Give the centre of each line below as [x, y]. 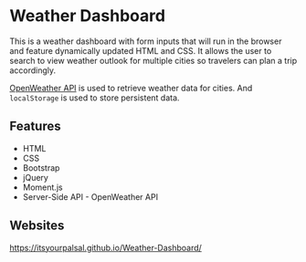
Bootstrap [41, 168]
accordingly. [33, 70]
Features [35, 126]
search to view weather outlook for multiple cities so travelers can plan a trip [153, 60]
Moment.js [42, 187]
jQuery [35, 177]
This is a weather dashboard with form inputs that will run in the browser [146, 41]
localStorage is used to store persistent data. [95, 98]
